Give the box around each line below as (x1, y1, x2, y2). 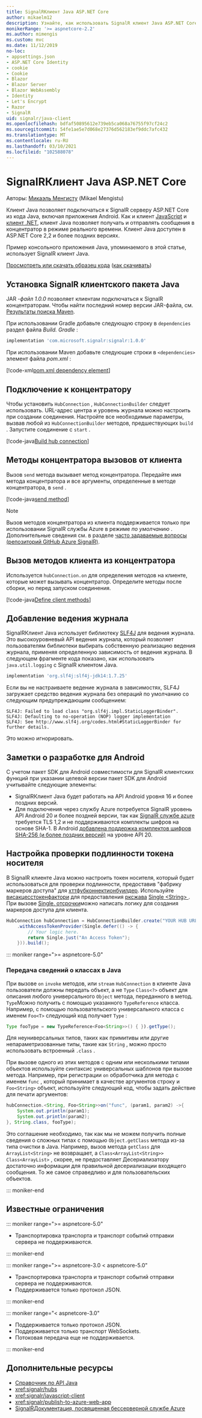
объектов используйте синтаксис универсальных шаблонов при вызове (6, 1065, 192, 1073)
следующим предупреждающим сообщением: (6, 697, 127, 704)
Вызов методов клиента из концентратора (6, 556, 176, 566)
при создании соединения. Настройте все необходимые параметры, (6, 413, 185, 420)
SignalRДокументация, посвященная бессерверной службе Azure (14, 1405, 185, 1412)
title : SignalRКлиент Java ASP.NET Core (6, 8, 109, 15)
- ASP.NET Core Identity (6, 59, 69, 65)
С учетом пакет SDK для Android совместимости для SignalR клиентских (6, 768, 194, 776)
